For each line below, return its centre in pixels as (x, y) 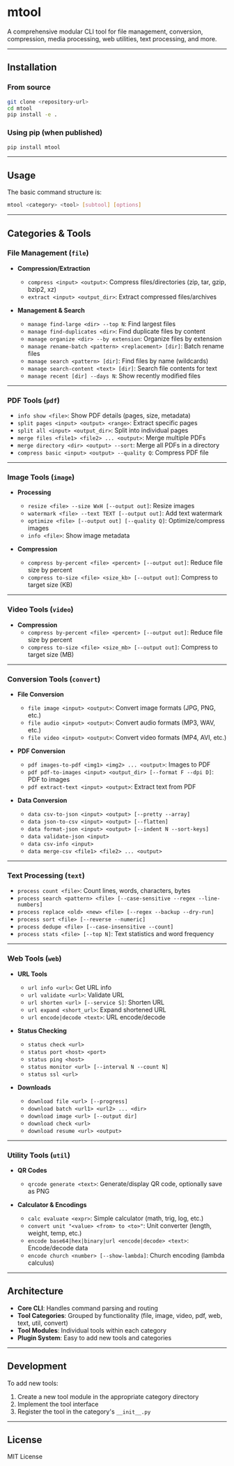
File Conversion (40, 694)
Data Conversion (42, 800)
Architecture (36, 1291)
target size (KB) (50, 585)
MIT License (25, 1457)
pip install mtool (34, 147)
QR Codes (32, 1170)
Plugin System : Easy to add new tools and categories (94, 1338)
